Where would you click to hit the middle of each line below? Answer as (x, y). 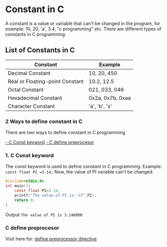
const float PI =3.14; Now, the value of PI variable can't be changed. (79, 172)
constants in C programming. (36, 34)
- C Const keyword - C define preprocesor (50, 142)
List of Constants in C (40, 50)
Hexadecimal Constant (35, 98)
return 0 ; (25, 200)
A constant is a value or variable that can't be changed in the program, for (83, 23)
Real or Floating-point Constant (46, 81)
